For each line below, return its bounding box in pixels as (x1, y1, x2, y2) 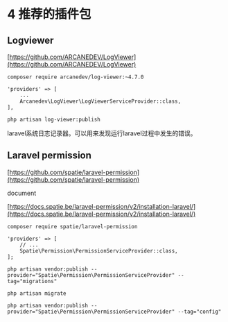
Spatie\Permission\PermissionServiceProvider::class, (19, 247, 178, 254)
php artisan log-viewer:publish (7, 116, 100, 123)
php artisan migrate (7, 289, 67, 297)
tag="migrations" (7, 278, 58, 285)
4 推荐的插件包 (7, 6, 91, 22)
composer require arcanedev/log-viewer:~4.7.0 (7, 74, 144, 80)
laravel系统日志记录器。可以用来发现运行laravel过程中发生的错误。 (7, 129, 197, 137)
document (7, 189, 37, 197)
